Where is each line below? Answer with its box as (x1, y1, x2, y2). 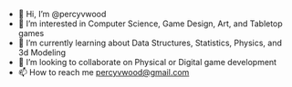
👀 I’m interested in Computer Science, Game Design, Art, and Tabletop (17, 18, 283, 29)
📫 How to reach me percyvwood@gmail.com (17, 67, 190, 77)
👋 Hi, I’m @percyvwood (17, 9, 107, 19)
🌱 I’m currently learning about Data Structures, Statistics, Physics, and (17, 37, 283, 48)
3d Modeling (17, 47, 67, 58)
